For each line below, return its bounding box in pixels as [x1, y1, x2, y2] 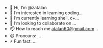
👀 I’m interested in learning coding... [9, 10, 83, 16]
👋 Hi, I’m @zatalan [9, 5, 47, 10]
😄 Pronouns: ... [9, 33, 42, 39]
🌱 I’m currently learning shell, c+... [9, 15, 79, 21]
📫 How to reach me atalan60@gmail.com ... [9, 26, 98, 31]
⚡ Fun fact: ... [9, 38, 37, 44]
